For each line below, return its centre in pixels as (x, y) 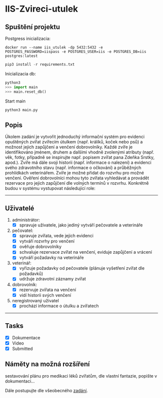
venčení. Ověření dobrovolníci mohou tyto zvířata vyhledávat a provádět (77, 178)
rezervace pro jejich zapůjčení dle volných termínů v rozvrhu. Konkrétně (77, 183)
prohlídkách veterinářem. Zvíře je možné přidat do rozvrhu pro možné (74, 173)
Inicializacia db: (21, 73)
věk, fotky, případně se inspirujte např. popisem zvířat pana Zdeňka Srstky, (80, 157)
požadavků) (31, 274)
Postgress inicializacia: (28, 38)
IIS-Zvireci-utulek (42, 9)
